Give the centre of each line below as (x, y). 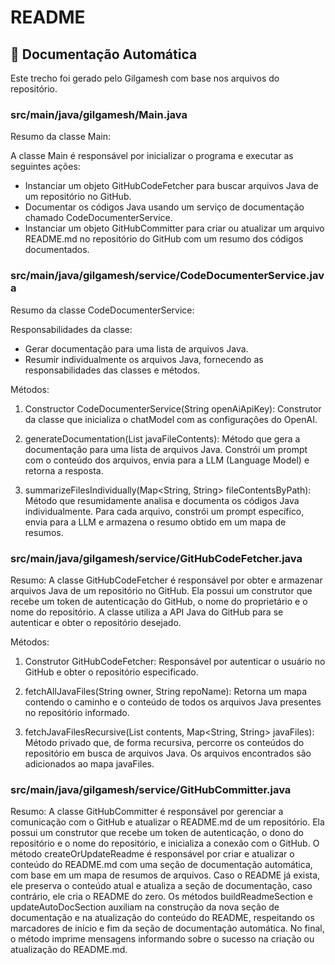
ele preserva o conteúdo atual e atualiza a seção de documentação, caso (161, 886)
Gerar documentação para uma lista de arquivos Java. (136, 348)
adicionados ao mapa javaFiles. (89, 763)
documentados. (57, 250)
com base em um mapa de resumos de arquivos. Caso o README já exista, (165, 875)
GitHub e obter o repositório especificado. (111, 672)
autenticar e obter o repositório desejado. (96, 622)
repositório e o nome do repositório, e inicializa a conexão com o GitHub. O (165, 843)
